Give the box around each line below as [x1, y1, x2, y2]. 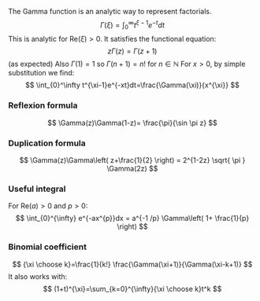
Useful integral [8, 183, 66, 194]
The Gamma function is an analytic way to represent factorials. [8, 7, 212, 16]
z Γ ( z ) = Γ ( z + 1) [107, 46, 158, 56]
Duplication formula [8, 138, 86, 149]
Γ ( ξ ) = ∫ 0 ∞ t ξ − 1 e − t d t [99, 19, 165, 31]
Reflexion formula [8, 100, 78, 111]
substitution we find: [8, 68, 75, 78]
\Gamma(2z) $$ [106, 164, 158, 174]
